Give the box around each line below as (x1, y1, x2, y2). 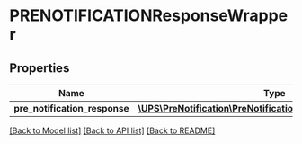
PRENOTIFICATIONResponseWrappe (9, 5, 289, 26)
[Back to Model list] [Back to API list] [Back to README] (9, 125, 216, 136)
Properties (9, 60, 70, 76)
